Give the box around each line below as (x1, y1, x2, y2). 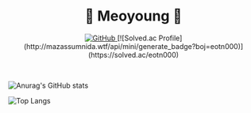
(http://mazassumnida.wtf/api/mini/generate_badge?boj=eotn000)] (23, 41, 244, 51)
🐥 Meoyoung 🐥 (84, 7, 183, 25)
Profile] (158, 33, 183, 43)
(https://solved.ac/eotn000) (87, 50, 180, 59)
